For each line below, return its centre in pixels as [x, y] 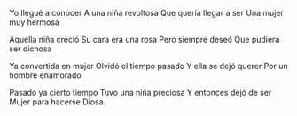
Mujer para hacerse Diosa [56, 102]
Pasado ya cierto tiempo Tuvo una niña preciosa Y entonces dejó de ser [141, 93]
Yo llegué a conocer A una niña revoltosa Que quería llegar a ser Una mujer [146, 13]
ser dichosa [31, 49]
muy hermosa [35, 22]
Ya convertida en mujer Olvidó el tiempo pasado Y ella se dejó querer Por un [148, 66]
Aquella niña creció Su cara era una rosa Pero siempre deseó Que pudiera [145, 39]
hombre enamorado [45, 75]
